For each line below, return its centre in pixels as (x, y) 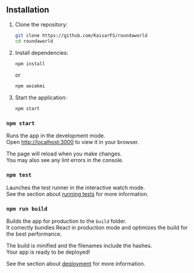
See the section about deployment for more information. (76, 264)
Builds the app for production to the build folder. (67, 221)
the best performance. (34, 234)
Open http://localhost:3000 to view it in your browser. (73, 142)
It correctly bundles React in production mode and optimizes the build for (97, 228)
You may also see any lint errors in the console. (65, 160)
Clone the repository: (41, 24)
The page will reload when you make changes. (64, 154)
